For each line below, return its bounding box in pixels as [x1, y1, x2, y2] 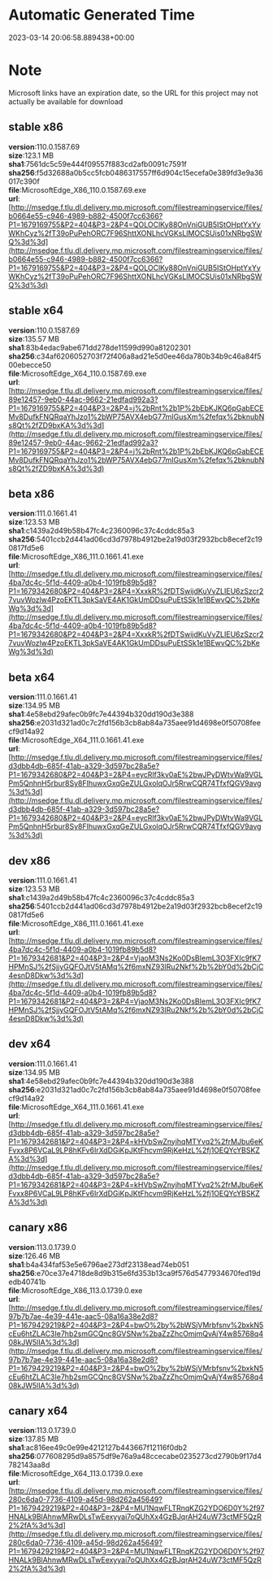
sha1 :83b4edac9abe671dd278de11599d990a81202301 [8, 342, 191, 352]
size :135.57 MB [8, 333, 59, 343]
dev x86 [8, 854, 51, 868]
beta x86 [8, 486, 55, 501]
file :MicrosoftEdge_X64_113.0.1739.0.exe [8, 1469, 144, 1479]
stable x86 [8, 120, 63, 134]
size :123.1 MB [8, 150, 54, 160]
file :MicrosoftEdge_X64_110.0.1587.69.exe [8, 368, 147, 378]
